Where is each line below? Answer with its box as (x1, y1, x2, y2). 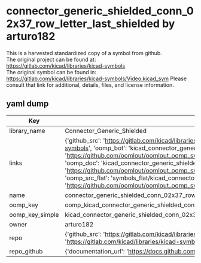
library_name (9, 126, 46, 135)
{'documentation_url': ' (65, 247, 129, 255)
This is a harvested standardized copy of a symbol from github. (6, 49, 163, 56)
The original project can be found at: (6, 56, 96, 63)
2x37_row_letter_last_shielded (6, 17, 160, 31)
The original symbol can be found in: (6, 68, 97, 75)
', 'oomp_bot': (88, 144, 127, 152)
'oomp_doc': (65, 159, 100, 167)
